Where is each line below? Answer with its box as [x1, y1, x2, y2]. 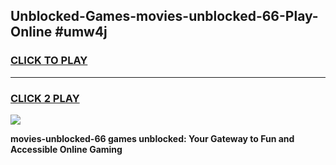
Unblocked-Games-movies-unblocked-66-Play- [10, 8, 319, 25]
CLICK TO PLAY [10, 54, 88, 68]
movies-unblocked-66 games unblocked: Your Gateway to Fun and [10, 132, 295, 144]
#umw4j [54, 24, 108, 41]
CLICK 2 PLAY [10, 91, 80, 105]
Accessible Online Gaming [10, 143, 123, 155]
